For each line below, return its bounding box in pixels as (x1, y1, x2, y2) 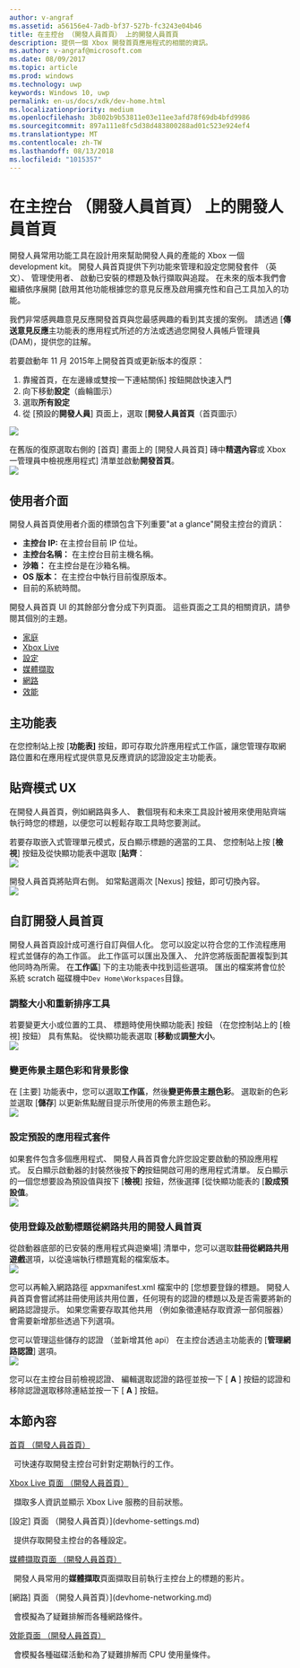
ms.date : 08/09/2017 (9, 55, 87, 64)
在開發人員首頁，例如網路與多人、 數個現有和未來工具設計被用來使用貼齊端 (9, 806, 287, 817)
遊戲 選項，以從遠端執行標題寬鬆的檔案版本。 (9, 1253, 175, 1264)
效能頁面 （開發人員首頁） (9, 1629, 106, 1640)
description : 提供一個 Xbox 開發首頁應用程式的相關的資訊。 (9, 38, 212, 48)
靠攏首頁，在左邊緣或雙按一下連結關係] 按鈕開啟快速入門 (21, 374, 232, 386)
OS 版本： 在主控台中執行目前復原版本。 (21, 572, 172, 582)
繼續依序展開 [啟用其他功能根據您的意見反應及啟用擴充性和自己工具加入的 (9, 284, 282, 294)
